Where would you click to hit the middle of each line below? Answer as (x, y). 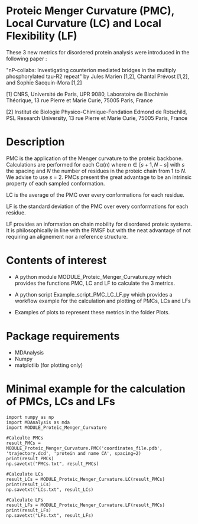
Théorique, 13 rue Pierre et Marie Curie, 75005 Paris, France (79, 100)
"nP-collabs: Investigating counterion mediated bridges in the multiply (91, 70)
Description (35, 142)
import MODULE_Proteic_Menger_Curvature (57, 427)
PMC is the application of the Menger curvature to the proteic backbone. (95, 158)
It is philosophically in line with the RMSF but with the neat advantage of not (98, 230)
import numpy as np (30, 417)
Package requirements (63, 336)
